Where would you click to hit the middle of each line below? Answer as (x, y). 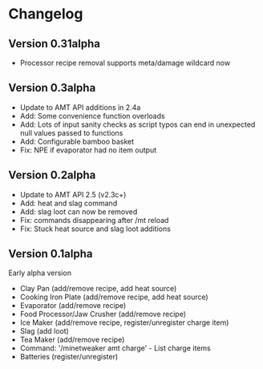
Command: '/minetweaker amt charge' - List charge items (115, 348)
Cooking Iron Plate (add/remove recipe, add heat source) (114, 297)
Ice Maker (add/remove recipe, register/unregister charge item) (124, 322)
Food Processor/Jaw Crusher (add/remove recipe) (103, 314)
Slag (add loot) (45, 331)
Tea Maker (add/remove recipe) (72, 340)
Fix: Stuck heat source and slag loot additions (95, 229)
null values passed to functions (71, 132)
